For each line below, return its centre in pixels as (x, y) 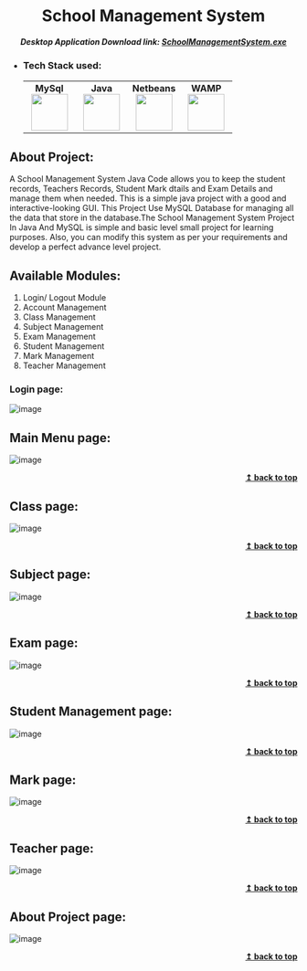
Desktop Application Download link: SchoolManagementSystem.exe (153, 41)
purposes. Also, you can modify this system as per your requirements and (148, 237)
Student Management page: (91, 712)
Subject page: (50, 575)
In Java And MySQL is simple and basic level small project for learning (142, 227)
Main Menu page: (60, 438)
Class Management (59, 317)
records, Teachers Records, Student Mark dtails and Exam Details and (141, 189)
